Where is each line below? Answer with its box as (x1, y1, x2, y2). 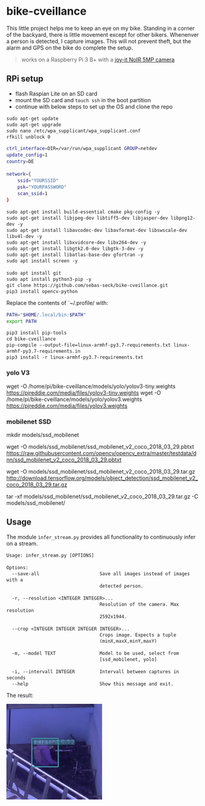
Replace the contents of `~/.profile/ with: (6, 299, 108, 307)
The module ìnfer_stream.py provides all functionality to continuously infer (6, 533, 196, 540)
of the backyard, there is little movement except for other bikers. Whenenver (6, 31, 199, 38)
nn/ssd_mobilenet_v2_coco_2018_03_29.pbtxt (6, 456, 122, 463)
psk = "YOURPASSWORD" (17, 184, 67, 190)
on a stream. (6, 540, 38, 547)
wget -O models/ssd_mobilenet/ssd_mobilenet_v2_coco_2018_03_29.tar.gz (6, 468, 196, 475)
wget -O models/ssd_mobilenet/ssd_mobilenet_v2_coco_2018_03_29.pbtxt (6, 442, 195, 450)
